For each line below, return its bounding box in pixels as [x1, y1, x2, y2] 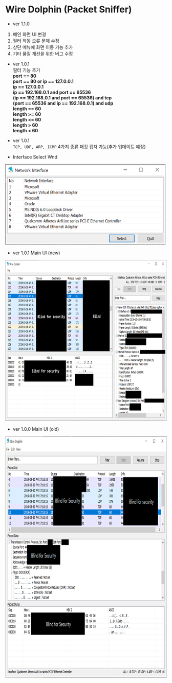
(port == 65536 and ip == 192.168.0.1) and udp [12, 100, 114, 106]
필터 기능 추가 [12, 67, 40, 73]
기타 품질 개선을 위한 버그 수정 [12, 50, 73, 57]
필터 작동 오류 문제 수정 [12, 38, 60, 44]
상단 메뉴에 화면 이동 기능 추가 [12, 44, 73, 50]
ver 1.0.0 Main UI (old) [12, 426, 59, 432]
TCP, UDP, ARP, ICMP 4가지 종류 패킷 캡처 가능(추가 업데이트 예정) [12, 143, 146, 150]
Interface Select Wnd [12, 153, 58, 160]
